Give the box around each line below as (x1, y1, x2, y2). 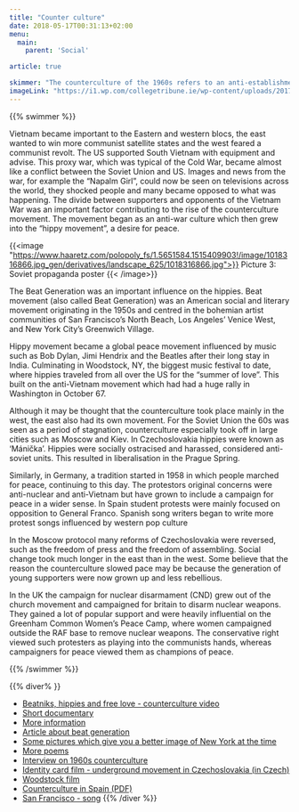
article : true (9, 62, 62, 71)
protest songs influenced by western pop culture (9, 517, 189, 528)
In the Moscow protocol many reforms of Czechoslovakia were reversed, (9, 534, 277, 545)
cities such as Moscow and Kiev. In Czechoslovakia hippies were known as (9, 434, 285, 444)
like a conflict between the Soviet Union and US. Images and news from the (9, 166, 287, 176)
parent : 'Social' (25, 46, 90, 55)
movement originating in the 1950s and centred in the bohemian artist (9, 304, 264, 315)
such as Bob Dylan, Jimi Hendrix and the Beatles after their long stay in (9, 350, 270, 361)
